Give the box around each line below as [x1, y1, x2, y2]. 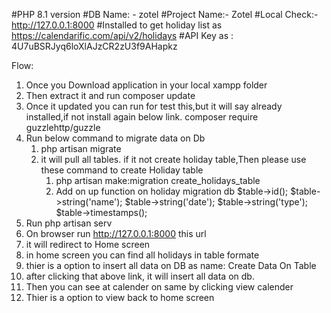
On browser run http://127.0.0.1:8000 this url [25, 228, 207, 239]
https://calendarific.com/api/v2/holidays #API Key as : [11, 30, 234, 41]
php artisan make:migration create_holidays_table [55, 175, 261, 186]
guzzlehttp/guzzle [25, 122, 101, 133]
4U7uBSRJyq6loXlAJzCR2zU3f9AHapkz [11, 40, 178, 52]
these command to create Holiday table [40, 164, 204, 176]
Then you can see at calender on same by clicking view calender [25, 281, 294, 293]
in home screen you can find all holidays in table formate [25, 249, 260, 261]
